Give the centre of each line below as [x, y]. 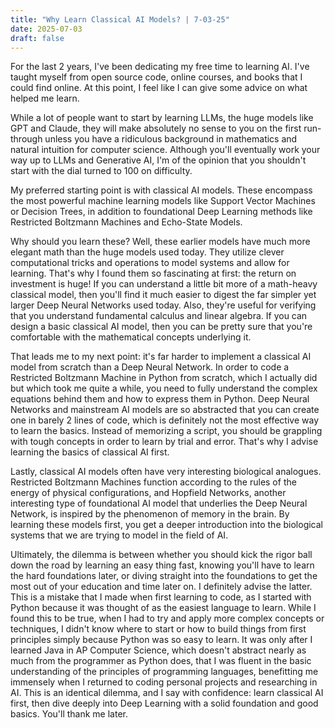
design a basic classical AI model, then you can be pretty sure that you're [161, 327]
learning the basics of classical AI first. [90, 452]
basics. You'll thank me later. [69, 714]
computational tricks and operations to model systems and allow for [150, 263]
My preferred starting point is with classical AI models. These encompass [161, 190]
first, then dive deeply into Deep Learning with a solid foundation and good [164, 703]
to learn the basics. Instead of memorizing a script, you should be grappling [166, 431]
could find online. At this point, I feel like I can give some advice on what [159, 88]
